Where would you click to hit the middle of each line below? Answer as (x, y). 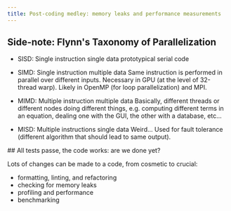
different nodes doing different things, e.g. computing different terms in (121, 109)
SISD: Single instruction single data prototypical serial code (103, 59)
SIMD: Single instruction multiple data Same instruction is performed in (120, 73)
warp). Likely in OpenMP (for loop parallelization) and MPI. (123, 88)
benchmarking (38, 200)
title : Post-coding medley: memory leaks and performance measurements (114, 14)
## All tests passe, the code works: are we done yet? (84, 151)
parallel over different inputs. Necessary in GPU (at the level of (108, 80)
